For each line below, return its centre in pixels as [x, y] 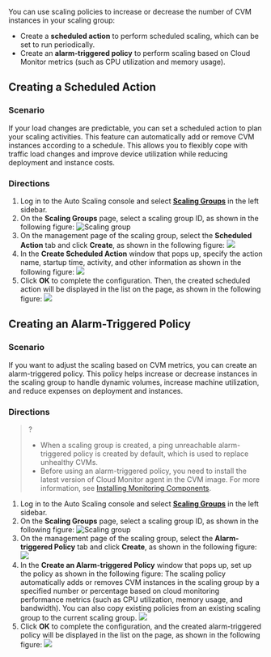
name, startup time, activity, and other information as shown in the [131, 262]
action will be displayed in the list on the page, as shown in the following [140, 289]
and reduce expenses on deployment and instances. [96, 390]
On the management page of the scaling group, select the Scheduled [136, 235]
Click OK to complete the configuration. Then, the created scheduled [135, 280]
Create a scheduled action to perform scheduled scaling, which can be [139, 36]
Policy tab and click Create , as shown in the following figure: [155, 547]
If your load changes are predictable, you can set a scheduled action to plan [135, 128]
